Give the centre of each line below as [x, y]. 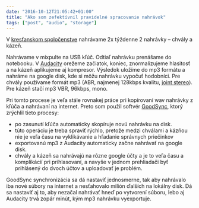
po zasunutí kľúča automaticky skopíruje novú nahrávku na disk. [93, 124]
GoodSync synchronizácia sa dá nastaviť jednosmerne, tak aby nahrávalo [96, 180]
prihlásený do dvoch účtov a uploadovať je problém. [78, 168]
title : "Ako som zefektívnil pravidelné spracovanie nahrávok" [86, 17]
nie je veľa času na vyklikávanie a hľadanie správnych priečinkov [94, 137]
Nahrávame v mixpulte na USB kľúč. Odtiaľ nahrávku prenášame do [89, 57]
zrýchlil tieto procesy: [33, 113]
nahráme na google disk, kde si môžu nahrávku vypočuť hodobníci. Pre [93, 76]
